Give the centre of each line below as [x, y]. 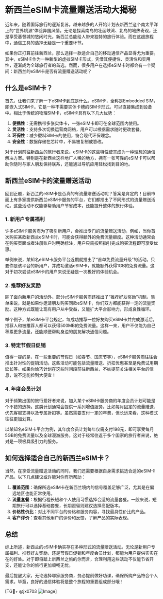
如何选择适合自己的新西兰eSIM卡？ [57, 458]
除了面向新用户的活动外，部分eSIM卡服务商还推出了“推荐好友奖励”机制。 [78, 297]
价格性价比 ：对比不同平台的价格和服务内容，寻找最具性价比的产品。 [80, 511]
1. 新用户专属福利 [25, 219]
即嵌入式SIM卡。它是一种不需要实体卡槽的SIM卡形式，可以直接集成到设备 [79, 107]
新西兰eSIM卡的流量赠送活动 [48, 181]
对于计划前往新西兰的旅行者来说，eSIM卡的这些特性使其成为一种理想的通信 [80, 152]
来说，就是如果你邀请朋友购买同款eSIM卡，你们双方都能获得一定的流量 [80, 303]
